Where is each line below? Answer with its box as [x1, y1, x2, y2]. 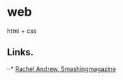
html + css [7, 27, 37, 35]
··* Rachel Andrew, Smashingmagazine [7, 64, 116, 72]
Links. [7, 46, 34, 58]
